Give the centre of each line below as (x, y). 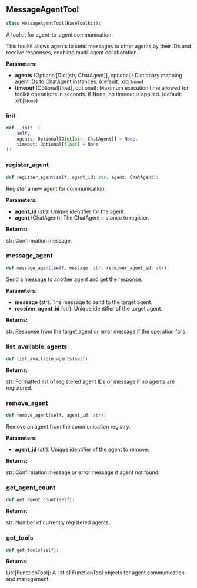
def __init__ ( (24, 128)
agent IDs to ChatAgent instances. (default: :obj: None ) (79, 81)
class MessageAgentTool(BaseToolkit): (54, 23)
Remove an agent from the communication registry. (68, 427)
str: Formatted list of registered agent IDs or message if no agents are (91, 381)
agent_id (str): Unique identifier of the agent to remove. (82, 450)
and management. (28, 579)
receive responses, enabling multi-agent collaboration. (72, 52)
